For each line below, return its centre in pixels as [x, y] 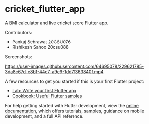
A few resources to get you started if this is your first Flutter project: [74, 81]
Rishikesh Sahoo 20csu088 [40, 47]
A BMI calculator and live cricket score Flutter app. [57, 23]
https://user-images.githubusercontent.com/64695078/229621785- [74, 66]
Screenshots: [19, 57]
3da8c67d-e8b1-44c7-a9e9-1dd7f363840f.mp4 [54, 71]
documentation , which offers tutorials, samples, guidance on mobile [74, 111]
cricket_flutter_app [45, 9]
